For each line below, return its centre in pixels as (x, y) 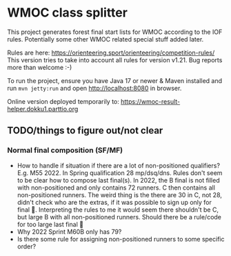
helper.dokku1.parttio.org (43, 109)
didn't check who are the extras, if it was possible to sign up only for (114, 202)
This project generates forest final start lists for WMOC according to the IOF (115, 32)
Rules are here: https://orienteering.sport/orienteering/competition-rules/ (111, 53)
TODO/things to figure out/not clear (85, 130)
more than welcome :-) (40, 67)
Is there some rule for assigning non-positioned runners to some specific (121, 239)
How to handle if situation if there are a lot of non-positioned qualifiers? (119, 165)
